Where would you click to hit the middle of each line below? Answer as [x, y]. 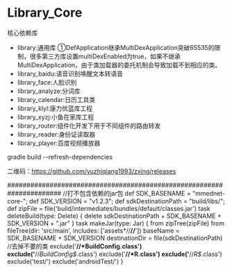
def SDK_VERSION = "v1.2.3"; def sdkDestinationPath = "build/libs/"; [127, 201]
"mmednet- [209, 193]
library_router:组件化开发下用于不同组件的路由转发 [89, 126]
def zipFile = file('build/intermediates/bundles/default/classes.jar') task [109, 208]
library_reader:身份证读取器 [56, 134]
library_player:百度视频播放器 [59, 143]
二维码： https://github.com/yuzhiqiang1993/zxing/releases [92, 171]
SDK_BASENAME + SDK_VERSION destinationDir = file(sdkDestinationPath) [115, 238]
